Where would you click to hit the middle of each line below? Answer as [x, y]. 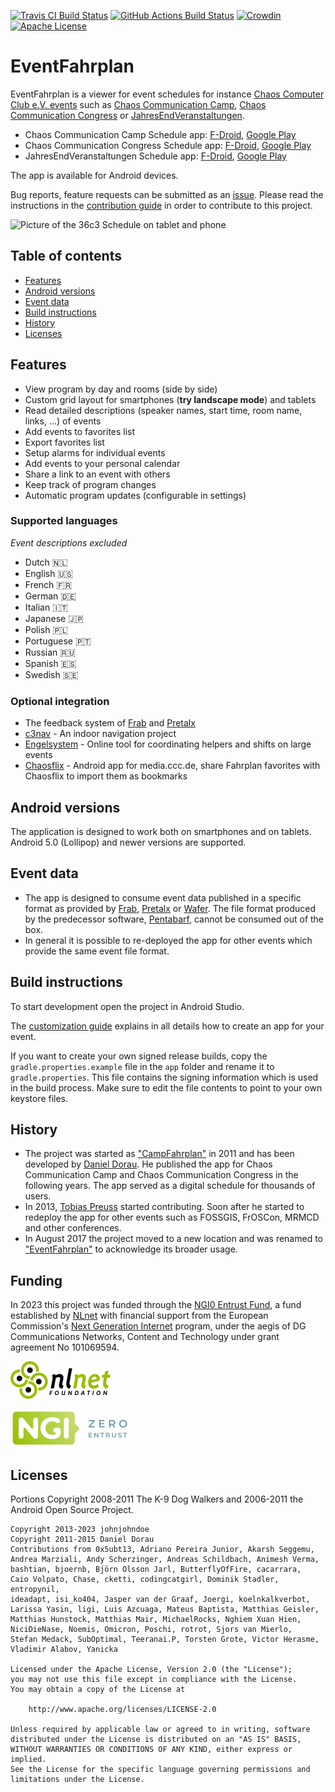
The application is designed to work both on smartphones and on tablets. [161, 831]
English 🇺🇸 [49, 573]
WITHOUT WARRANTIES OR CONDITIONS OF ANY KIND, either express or [151, 1750]
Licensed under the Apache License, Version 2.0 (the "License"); [151, 1670]
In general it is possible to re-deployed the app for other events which [168, 940]
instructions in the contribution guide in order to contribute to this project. [161, 205]
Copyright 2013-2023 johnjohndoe [80, 1530]
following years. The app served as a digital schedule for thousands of [170, 1186]
